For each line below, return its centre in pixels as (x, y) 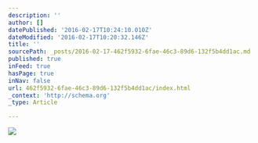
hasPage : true (31, 73)
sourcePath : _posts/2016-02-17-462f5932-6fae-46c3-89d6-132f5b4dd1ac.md (129, 52)
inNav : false (29, 80)
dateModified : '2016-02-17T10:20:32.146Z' (78, 37)
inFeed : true (29, 66)
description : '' (35, 15)
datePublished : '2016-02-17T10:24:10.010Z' (80, 30)
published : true (35, 59)
